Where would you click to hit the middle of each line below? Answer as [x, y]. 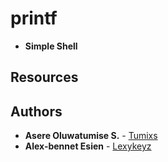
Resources [44, 77]
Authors [36, 111]
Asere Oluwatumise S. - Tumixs [91, 136]
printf [34, 18]
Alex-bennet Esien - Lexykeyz [88, 146]
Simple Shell [51, 46]
